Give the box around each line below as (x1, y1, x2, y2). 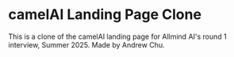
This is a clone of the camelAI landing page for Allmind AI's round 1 (8, 32, 228, 41)
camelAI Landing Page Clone (8, 6, 202, 24)
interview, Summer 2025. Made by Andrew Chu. (8, 40, 165, 49)
